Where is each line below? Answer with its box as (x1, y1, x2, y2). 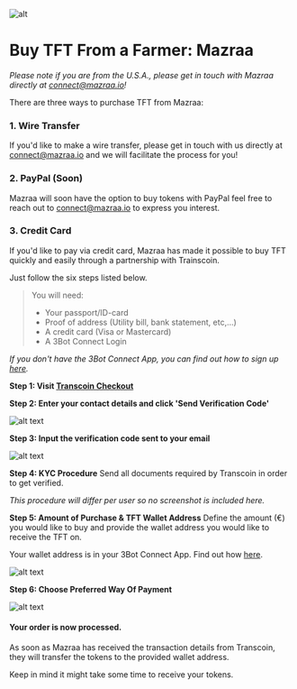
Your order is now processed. (9, 622, 122, 633)
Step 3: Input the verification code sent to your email (9, 433, 211, 444)
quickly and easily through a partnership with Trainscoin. (9, 254, 220, 265)
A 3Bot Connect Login (44, 335, 128, 346)
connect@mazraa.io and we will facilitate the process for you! (9, 150, 238, 161)
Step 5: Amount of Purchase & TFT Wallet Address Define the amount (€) (9, 512, 285, 523)
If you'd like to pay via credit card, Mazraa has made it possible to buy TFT (9, 244, 286, 256)
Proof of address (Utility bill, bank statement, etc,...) (44, 317, 237, 327)
